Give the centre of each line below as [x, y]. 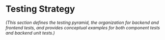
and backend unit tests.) [30, 33]
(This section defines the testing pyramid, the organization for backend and [82, 22]
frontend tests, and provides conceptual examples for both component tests [83, 27]
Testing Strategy [40, 9]
